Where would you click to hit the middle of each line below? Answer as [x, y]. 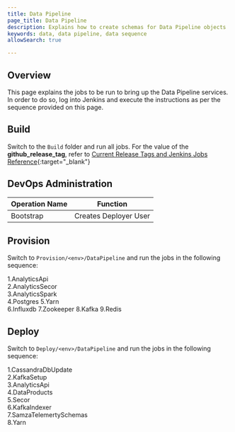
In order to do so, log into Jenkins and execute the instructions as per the [114, 99]
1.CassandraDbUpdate [40, 370]
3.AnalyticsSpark [32, 294]
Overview [29, 75]
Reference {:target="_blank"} [49, 161]
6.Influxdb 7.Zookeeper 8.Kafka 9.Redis [64, 309]
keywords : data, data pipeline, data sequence [77, 34]
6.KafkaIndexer [29, 407]
